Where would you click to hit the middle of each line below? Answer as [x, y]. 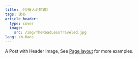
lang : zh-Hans [20, 37]
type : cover [22, 23]
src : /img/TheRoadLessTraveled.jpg [50, 32]
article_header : [22, 19]
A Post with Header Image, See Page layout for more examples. [69, 51]
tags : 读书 [15, 14]
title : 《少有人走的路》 [28, 10]
